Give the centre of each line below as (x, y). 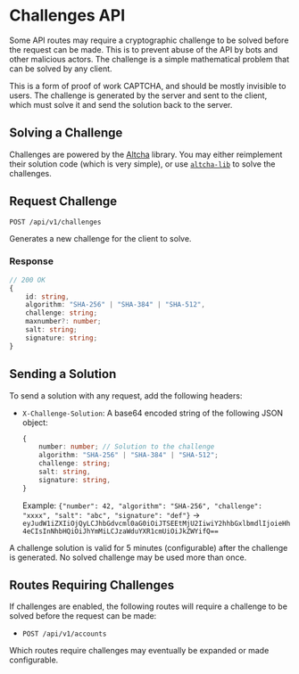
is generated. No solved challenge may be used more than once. (128, 557)
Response (31, 261)
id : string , (47, 296)
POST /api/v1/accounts (64, 634)
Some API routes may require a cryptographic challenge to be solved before (149, 40)
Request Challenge (63, 201)
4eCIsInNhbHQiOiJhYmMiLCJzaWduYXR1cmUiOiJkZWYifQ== (120, 531)
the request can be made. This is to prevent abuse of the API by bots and (144, 49)
